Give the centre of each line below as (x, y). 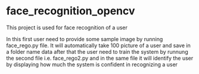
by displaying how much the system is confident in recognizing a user (92, 64)
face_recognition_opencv (71, 11)
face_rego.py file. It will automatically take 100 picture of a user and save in (98, 45)
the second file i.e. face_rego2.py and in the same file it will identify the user (100, 58)
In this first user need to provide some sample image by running (85, 39)
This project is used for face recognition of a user (67, 27)
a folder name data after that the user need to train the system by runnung (97, 51)
